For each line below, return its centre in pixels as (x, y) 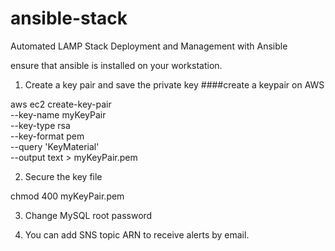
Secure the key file (63, 176)
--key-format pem (47, 136)
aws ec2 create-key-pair (61, 104)
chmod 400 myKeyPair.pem (67, 196)
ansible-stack (69, 18)
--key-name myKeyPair (58, 114)
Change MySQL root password (88, 215)
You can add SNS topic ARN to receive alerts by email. (137, 234)
